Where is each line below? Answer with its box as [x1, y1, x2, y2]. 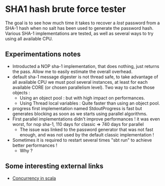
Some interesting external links [5, 162, 104, 171]
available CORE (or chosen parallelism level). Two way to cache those [12, 84, 155, 90]
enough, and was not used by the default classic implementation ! [19, 131, 155, 137]
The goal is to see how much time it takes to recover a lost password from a [5, 20, 160, 26]
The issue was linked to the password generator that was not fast [19, 126, 154, 132]
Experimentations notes [5, 50, 81, 59]
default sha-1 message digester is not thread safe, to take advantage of [12, 73, 159, 80]
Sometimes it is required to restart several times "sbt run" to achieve [12, 137, 152, 143]
